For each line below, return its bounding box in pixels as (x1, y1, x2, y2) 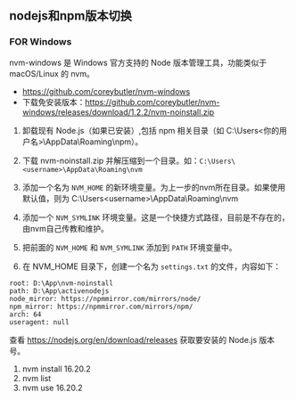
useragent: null (9, 317, 70, 327)
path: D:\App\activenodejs (9, 286, 110, 296)
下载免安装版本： (21, 96, 86, 107)
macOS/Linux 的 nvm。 (9, 68, 95, 78)
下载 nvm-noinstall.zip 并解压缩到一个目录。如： (21, 155, 201, 166)
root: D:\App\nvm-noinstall (9, 279, 114, 288)
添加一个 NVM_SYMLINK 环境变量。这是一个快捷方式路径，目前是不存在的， (21, 212, 290, 223)
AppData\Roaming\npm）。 (45, 136, 144, 147)
